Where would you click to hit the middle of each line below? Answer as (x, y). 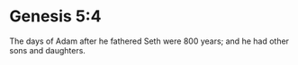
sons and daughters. (47, 50)
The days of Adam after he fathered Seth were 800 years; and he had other (149, 41)
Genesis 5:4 (55, 16)
